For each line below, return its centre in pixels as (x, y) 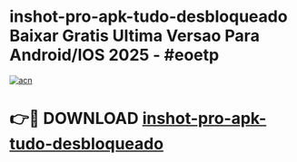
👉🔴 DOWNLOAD (74, 119)
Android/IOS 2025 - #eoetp (114, 55)
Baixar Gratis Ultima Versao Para (135, 36)
